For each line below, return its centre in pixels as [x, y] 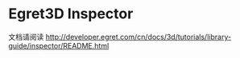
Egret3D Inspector [71, 14]
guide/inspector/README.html [59, 45]
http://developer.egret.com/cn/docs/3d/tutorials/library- [139, 37]
